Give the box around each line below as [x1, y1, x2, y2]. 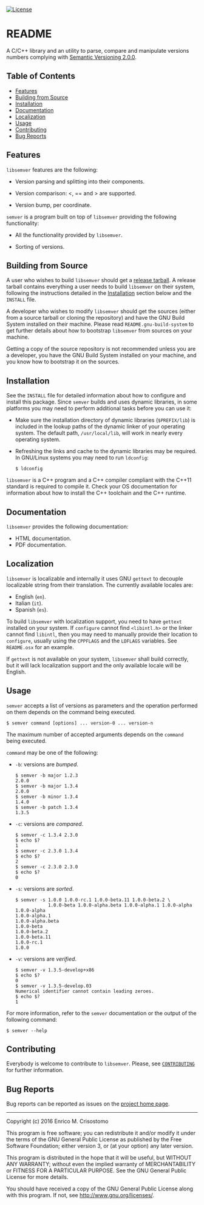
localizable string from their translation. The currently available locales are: [6, 581, 193, 589]
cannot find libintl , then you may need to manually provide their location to [6, 630, 198, 638]
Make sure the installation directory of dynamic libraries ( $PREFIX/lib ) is [15, 416, 195, 424]
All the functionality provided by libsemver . [15, 231, 123, 238]
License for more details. [6, 1173, 69, 1181]
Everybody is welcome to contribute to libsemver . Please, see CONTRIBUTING [6, 1060, 195, 1067]
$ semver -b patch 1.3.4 [15, 804, 78, 810]
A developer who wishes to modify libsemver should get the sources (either [6, 308, 196, 315]
